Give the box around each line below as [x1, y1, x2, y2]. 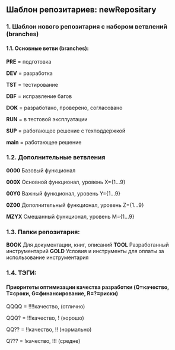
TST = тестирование [6, 81, 58, 88]
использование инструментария [6, 254, 89, 261]
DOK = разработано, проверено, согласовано [6, 104, 123, 111]
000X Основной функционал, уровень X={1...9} [6, 178, 126, 185]
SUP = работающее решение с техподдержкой [6, 127, 126, 134]
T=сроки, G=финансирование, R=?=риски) [6, 289, 119, 297]
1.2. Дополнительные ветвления [6, 153, 106, 162]
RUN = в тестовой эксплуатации [6, 115, 88, 122]
